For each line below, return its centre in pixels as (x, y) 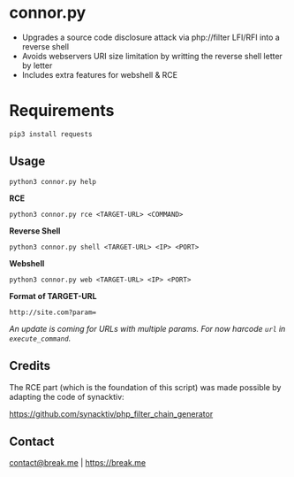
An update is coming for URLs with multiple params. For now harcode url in (147, 328)
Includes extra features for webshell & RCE (100, 74)
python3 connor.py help (53, 181)
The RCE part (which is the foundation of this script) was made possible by (145, 387)
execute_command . (40, 338)
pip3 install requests (51, 134)
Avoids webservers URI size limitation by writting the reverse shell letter (152, 56)
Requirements (62, 111)
